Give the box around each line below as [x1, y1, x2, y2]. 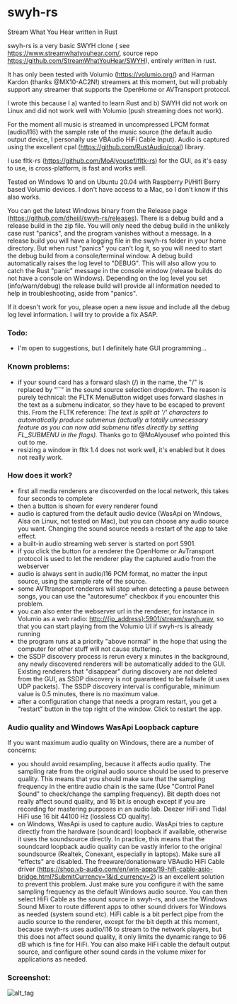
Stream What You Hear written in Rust [7, 28, 118, 36]
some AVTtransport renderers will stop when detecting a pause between [17, 584, 229, 593]
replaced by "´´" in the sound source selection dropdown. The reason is [17, 385, 226, 393]
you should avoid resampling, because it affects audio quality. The [17, 760, 211, 768]
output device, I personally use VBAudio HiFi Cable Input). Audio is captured [7, 135, 230, 144]
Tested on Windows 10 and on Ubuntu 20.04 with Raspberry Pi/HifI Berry [7, 178, 221, 186]
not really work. [17, 453, 64, 461]
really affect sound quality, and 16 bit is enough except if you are [17, 797, 207, 806]
